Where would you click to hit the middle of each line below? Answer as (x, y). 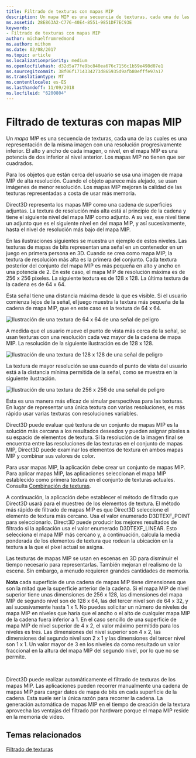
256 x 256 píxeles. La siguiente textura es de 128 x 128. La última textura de (97, 278)
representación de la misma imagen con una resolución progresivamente (94, 145)
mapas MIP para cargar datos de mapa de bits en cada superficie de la (92, 692)
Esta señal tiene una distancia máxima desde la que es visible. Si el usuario (97, 296)
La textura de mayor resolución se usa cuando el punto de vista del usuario (97, 366)
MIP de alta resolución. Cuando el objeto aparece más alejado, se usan (92, 181)
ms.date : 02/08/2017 (31, 50)
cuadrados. (20, 163)
